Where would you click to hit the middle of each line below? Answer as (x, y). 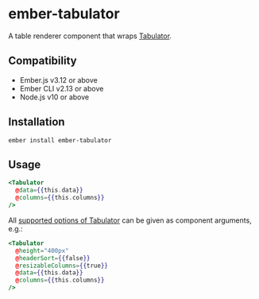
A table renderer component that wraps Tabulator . (90, 36)
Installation (37, 122)
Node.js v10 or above (54, 97)
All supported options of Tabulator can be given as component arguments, (130, 220)
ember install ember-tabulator (60, 140)
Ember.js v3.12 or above (58, 80)
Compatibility (43, 61)
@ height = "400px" (42, 250)
